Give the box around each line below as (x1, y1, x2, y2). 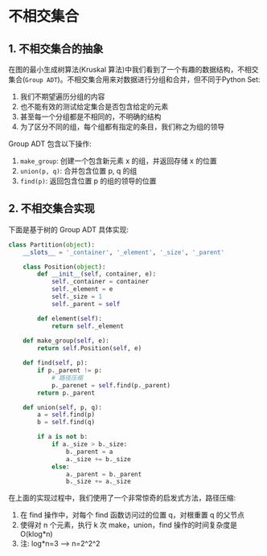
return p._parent (37, 389, 95, 397)
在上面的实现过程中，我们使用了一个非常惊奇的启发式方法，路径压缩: (8, 493, 236, 503)
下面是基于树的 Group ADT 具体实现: (8, 224, 129, 234)
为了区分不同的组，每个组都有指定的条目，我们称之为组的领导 (19, 122, 225, 131)
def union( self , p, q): (23, 403, 103, 411)
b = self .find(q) (37, 419, 95, 427)
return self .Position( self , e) (37, 345, 142, 353)
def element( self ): (37, 314, 103, 322)
